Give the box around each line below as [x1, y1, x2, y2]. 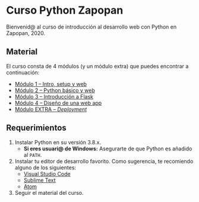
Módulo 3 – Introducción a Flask [14, 93, 94, 100]
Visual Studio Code [23, 170, 71, 177]
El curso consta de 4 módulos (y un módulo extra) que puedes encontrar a [6, 62, 189, 70]
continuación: [6, 69, 40, 76]
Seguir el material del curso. [14, 189, 84, 196]
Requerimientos [6, 123, 67, 133]
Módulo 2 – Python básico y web [14, 87, 95, 94]
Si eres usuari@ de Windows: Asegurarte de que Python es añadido [23, 145, 192, 152]
